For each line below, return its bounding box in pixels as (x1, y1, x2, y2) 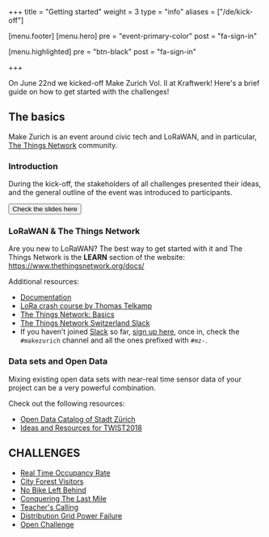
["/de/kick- (216, 7, 254, 16)
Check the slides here (12, 205, 78, 214)
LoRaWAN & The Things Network (8, 226, 141, 237)
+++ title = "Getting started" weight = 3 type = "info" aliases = (8, 7, 216, 16)
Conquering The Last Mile (19, 493, 107, 503)
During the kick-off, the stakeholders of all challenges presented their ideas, (8, 179, 262, 189)
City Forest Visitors (19, 476, 84, 486)
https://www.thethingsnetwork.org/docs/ (8, 261, 145, 271)
